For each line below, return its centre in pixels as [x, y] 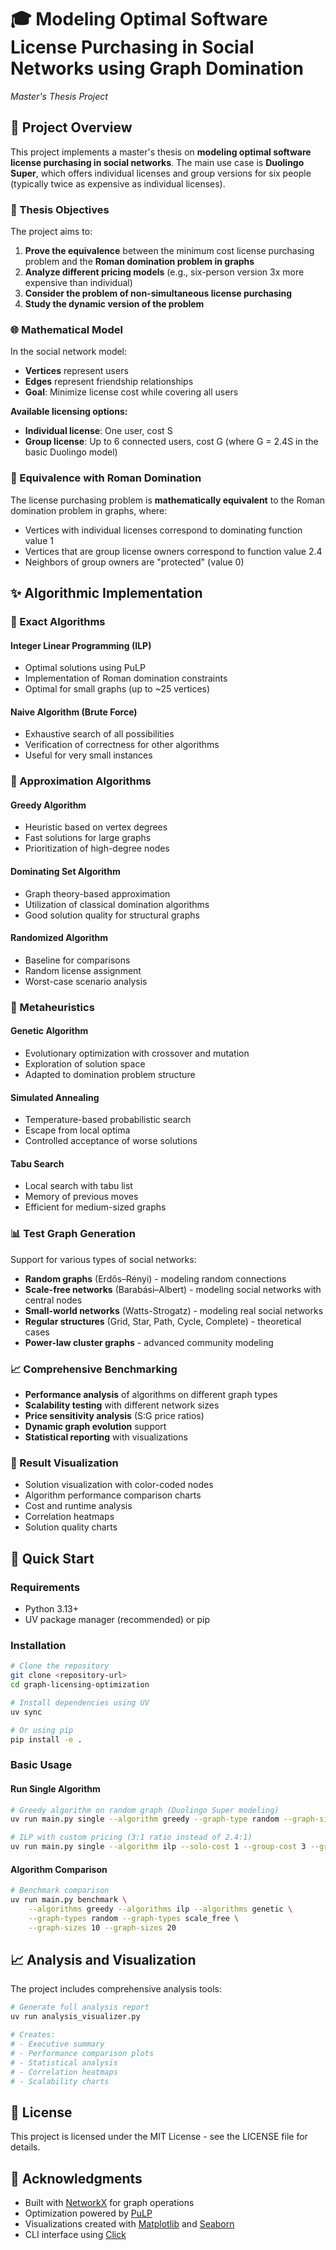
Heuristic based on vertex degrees [96, 827]
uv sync [26, 1712]
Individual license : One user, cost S [98, 431]
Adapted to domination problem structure [110, 1075]
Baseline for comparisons [77, 960]
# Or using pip [42, 1730]
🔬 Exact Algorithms [58, 621]
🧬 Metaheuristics [52, 1007]
